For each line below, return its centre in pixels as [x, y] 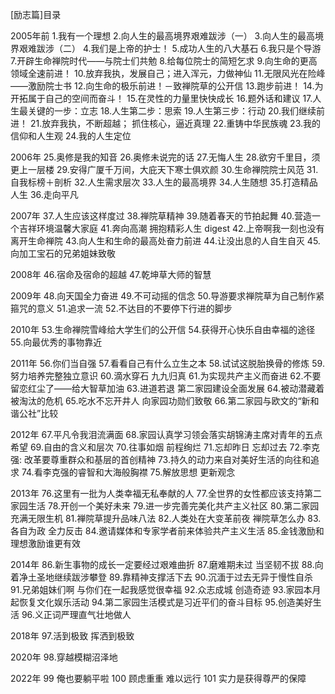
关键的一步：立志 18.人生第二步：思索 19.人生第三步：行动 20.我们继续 [172, 111]
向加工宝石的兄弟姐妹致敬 [63, 253]
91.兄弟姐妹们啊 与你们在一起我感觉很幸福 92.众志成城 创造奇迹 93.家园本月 [166, 589]
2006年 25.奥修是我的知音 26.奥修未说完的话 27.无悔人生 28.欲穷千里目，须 [165, 157]
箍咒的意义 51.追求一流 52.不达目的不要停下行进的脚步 [121, 308]
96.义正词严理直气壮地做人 [76, 614]
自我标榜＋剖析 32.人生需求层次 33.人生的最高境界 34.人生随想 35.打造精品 [164, 182]
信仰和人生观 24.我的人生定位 [71, 136]
